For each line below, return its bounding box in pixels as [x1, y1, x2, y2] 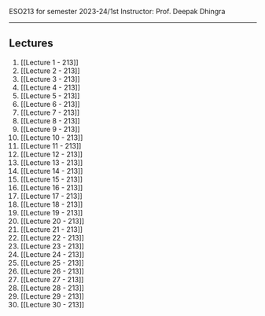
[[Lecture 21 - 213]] [20, 224, 83, 234]
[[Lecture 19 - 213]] [20, 208, 83, 217]
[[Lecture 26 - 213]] [20, 266, 85, 276]
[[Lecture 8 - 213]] [20, 116, 81, 125]
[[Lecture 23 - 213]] [20, 241, 85, 251]
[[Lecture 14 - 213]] [20, 166, 83, 175]
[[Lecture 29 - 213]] [20, 291, 85, 301]
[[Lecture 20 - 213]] [20, 216, 85, 226]
